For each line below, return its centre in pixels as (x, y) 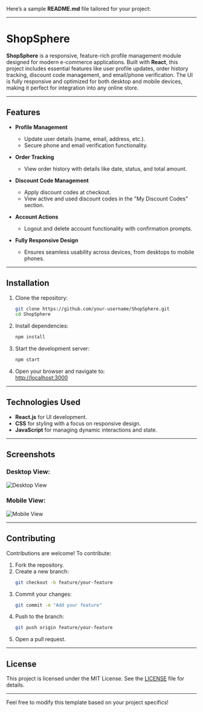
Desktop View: (28, 472)
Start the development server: (52, 349)
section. (34, 205)
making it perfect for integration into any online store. (72, 88)
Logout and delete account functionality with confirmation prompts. (108, 228)
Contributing (31, 539)
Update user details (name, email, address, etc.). (85, 139)
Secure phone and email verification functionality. (86, 145)
